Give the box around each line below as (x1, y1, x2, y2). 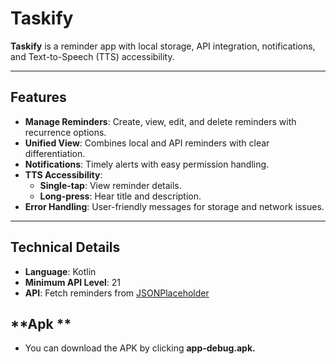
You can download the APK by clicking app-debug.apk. (24, 342, 256, 354)
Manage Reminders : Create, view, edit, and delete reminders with (24, 115, 297, 127)
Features (10, 89, 67, 106)
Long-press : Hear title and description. (39, 190, 202, 202)
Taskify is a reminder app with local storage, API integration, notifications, (10, 40, 316, 52)
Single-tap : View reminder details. (39, 179, 182, 191)
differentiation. (24, 147, 86, 159)
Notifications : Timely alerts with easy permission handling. (24, 158, 270, 170)
